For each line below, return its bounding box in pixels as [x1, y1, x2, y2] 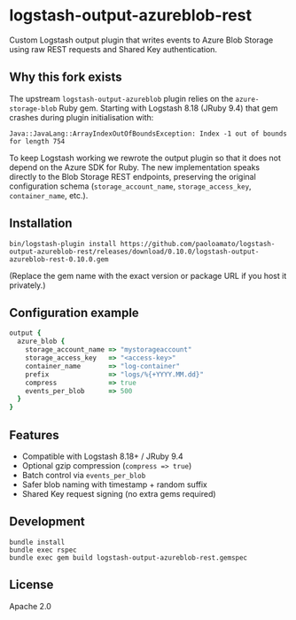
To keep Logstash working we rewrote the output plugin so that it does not [9, 152, 282, 163]
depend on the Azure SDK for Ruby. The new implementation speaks [9, 161, 260, 173]
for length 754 [9, 136, 66, 146]
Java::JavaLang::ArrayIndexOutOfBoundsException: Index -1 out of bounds [9, 129, 288, 138]
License [9, 577, 54, 593]
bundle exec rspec [9, 546, 77, 554]
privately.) [9, 280, 46, 291]
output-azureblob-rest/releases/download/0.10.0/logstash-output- [9, 247, 260, 256]
